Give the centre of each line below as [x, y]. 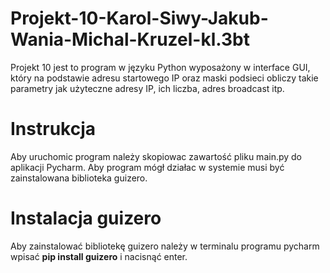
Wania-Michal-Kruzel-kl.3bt [130, 39]
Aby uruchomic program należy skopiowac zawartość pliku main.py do [156, 156]
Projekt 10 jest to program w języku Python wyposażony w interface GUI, [160, 67]
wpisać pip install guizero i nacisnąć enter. [99, 256]
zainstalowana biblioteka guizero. [79, 178]
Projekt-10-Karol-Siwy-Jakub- [139, 18]
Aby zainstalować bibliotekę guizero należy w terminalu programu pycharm [165, 246]
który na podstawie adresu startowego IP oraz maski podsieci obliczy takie [164, 78]
